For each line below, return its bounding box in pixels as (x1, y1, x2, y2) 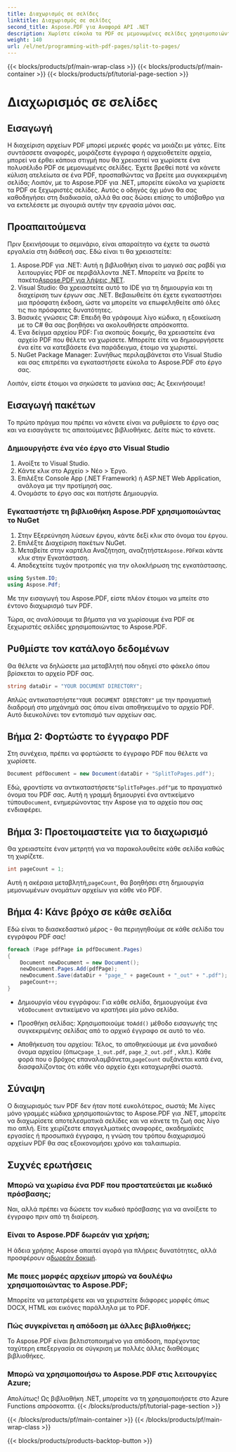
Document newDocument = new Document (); (20, 959, 140, 966)
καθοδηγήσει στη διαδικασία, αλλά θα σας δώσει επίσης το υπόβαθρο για (7, 193, 225, 201)
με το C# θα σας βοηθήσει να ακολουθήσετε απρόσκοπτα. (17, 321, 190, 329)
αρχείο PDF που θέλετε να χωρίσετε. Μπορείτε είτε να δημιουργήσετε (17, 335, 225, 344)
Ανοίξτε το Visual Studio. (17, 458, 90, 468)
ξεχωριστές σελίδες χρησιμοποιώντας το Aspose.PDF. (7, 622, 167, 631)
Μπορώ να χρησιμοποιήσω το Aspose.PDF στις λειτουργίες (7, 1369, 218, 1379)
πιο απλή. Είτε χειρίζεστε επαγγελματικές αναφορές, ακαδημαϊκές (7, 1124, 204, 1132)
